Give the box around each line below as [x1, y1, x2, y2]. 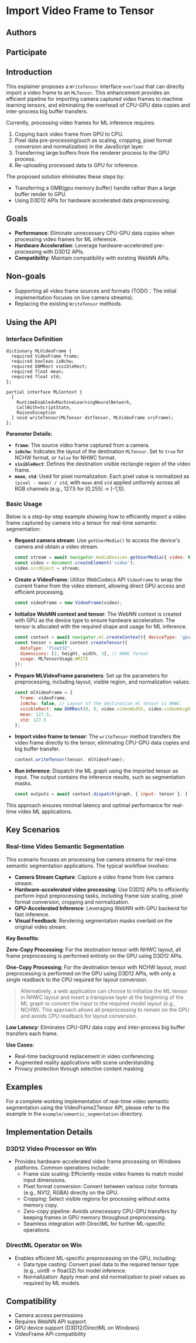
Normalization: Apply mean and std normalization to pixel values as [23, 1273, 185, 1280]
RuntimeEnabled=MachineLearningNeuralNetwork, [16, 400, 132, 406]
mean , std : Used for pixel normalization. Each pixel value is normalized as [14, 473, 190, 480]
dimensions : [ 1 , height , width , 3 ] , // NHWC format [20, 651, 149, 657]
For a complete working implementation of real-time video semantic [6, 1097, 170, 1104]
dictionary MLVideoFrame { [6, 348, 72, 354]
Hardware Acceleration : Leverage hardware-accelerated [14, 242, 153, 249]
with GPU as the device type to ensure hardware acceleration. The [14, 617, 176, 624]
